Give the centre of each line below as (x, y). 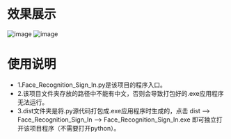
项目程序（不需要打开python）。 (75, 128)
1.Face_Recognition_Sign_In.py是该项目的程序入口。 (92, 85)
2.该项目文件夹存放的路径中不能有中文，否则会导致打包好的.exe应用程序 (120, 93)
